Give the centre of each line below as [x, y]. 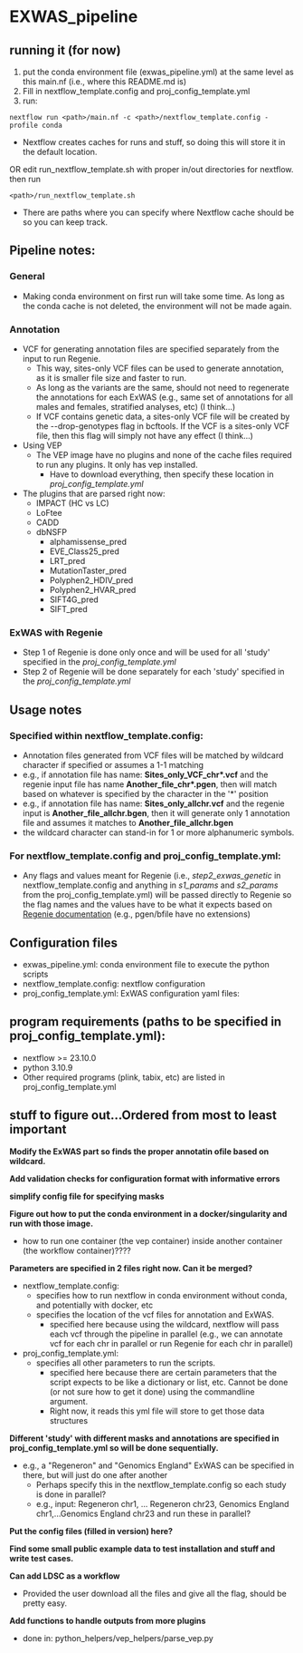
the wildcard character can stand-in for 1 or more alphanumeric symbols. [158, 832]
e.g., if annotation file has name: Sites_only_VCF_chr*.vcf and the [145, 774]
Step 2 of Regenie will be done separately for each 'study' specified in [153, 672]
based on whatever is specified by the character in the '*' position [145, 793]
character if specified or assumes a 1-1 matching [113, 764]
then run [25, 179]
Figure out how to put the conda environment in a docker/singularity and [148, 1213]
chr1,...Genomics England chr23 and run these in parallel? [143, 1513]
